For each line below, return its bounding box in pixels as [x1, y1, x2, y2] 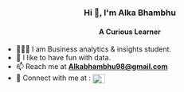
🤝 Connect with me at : [15, 73, 92, 82]
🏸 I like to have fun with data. [15, 53, 112, 63]
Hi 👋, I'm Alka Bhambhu [83, 7, 177, 18]
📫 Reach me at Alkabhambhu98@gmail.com [15, 62, 168, 71]
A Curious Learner [99, 27, 161, 36]
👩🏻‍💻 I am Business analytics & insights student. [15, 44, 172, 54]
